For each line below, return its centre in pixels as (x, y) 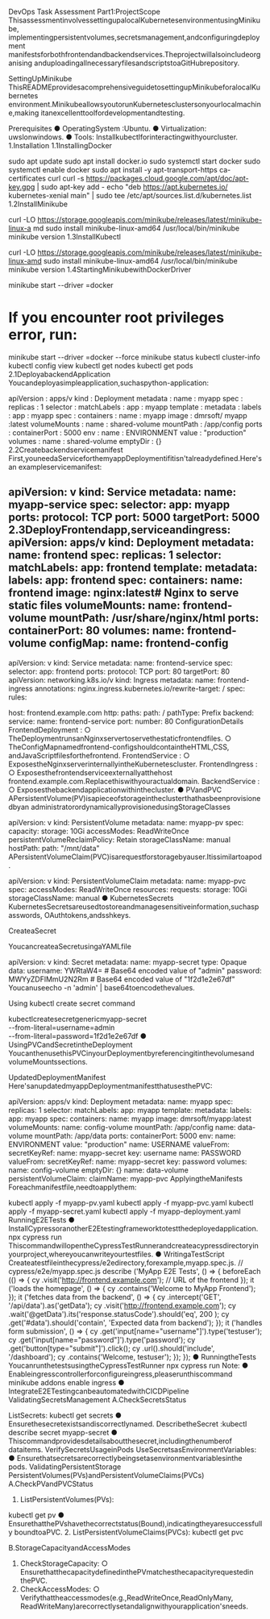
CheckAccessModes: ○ (60, 1589)
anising (21, 63)
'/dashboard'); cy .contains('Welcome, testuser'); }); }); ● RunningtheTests (132, 1356)
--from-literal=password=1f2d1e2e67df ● (78, 1036)
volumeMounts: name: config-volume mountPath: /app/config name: (122, 1127)
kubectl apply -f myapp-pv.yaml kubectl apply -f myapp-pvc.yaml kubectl (131, 1202)
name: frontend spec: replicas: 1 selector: (115, 555)
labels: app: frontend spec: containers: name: (126, 581)
